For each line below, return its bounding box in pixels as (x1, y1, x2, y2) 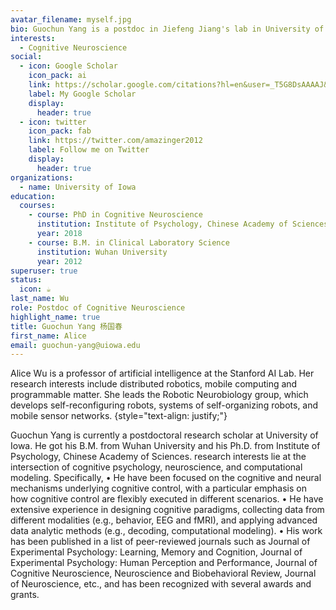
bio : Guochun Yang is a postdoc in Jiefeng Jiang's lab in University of (10, 24, 325, 34)
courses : (19, 201, 56, 211)
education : (10, 191, 56, 201)
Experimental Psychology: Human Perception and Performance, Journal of (10, 557, 318, 569)
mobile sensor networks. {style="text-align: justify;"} (10, 410, 228, 422)
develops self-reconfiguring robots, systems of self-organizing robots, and (10, 399, 319, 411)
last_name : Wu (10, 294, 70, 304)
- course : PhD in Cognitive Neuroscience (28, 210, 203, 220)
